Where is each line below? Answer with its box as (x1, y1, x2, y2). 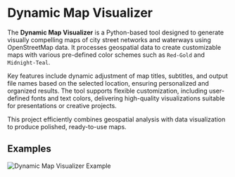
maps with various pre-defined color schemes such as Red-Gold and (7, 51, 205, 59)
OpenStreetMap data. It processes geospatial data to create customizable (7, 43, 222, 51)
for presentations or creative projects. (7, 101, 118, 110)
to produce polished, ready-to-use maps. (7, 122, 127, 131)
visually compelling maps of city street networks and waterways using (7, 35, 211, 44)
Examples (7, 143, 51, 155)
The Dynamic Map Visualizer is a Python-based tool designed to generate (7, 28, 224, 37)
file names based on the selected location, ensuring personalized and (7, 79, 210, 87)
